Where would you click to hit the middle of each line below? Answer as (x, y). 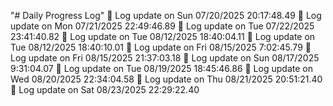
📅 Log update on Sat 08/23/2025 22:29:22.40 (105, 89)
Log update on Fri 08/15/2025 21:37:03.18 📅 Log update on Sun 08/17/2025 (165, 58)
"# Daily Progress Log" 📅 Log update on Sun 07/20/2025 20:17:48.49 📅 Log (166, 15)
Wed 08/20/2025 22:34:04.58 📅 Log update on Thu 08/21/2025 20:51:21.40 (166, 79)
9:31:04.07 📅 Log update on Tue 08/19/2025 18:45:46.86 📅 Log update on (161, 68)
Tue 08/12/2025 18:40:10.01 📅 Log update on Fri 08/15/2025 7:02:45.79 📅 (161, 47)
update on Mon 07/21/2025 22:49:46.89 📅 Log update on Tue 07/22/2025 (162, 26)
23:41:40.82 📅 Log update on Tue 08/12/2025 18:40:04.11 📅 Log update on (163, 36)
